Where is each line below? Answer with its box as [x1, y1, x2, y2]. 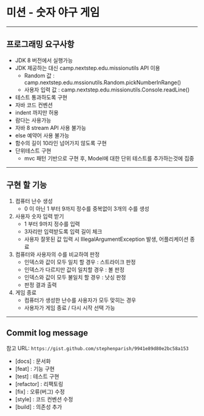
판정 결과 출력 [24, 281, 57, 289]
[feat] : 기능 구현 [15, 365, 55, 373]
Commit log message [6, 328, 89, 338]
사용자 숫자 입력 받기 [15, 212, 64, 220]
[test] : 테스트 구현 [15, 373, 59, 380]
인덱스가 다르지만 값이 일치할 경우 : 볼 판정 [24, 266, 125, 273]
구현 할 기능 [6, 180, 47, 190]
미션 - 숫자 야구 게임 [6, 5, 100, 20]
